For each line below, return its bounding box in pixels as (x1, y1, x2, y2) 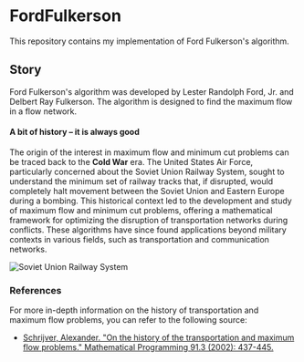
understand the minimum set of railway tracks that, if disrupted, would (9, 175, 274, 187)
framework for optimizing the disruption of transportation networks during (9, 214, 288, 225)
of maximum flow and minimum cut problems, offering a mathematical (9, 204, 273, 215)
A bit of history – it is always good (9, 127, 140, 138)
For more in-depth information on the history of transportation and (9, 305, 259, 315)
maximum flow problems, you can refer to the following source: (9, 315, 248, 326)
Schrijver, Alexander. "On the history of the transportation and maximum (22, 332, 295, 343)
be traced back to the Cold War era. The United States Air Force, (9, 156, 254, 167)
